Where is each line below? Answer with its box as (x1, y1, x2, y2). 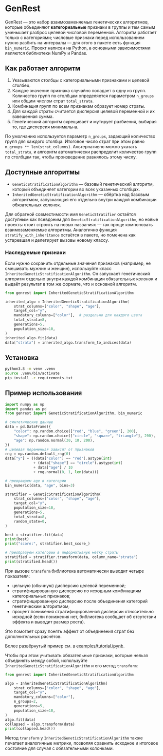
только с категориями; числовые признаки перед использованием (5, 35, 145, 40)
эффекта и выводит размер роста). (12, 619, 85, 624)
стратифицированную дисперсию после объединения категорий (12, 598, 148, 604)
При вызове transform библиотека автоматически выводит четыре (5, 568, 145, 574)
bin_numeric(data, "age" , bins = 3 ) (5, 483, 75, 488)
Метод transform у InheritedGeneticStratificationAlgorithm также (5, 735, 143, 741)
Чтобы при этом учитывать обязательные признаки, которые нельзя (5, 652, 148, 658)
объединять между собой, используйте (5, 658, 88, 663)
